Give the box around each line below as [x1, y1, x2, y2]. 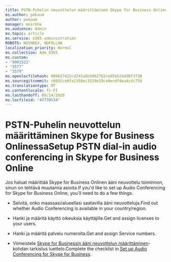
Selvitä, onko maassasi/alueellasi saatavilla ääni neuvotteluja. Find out [12, 200, 158, 206]
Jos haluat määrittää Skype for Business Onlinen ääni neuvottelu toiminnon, [5, 179, 164, 186]
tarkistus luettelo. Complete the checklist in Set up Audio [30, 246, 148, 252]
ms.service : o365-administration [5, 36, 76, 41]
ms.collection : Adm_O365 [5, 50, 58, 55]
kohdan [12, 246, 29, 252]
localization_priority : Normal [5, 45, 72, 50]
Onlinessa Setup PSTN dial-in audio [5, 141, 157, 153]
